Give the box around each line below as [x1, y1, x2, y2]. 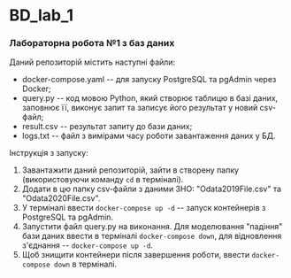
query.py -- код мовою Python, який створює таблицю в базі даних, [21, 93, 279, 104]
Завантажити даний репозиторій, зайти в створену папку [21, 165, 240, 175]
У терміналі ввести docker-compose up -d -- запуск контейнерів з [21, 203, 266, 213]
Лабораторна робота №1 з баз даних [9, 37, 175, 50]
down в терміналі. [54, 259, 118, 270]
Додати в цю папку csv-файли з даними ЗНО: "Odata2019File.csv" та [21, 183, 281, 195]
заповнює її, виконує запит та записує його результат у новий [21, 103, 258, 113]
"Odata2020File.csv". [21, 193, 101, 204]
